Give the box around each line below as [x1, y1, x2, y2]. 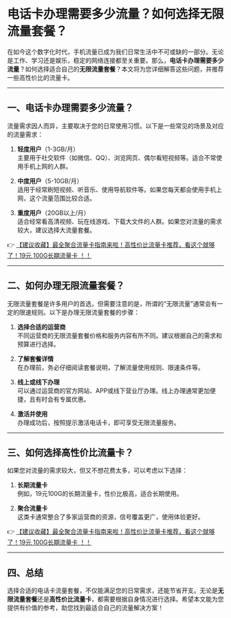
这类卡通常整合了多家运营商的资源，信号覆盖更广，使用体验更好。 [16, 513, 204, 521]
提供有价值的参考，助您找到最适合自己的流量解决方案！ [7, 604, 164, 612]
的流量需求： [7, 130, 43, 138]
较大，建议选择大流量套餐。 [16, 225, 96, 234]
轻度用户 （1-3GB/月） [16, 145, 80, 153]
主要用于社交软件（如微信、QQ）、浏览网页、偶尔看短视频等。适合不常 [16, 153, 217, 162]
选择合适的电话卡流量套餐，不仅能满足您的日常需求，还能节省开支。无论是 [7, 586, 218, 595]
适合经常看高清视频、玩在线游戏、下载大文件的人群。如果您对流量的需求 [16, 217, 222, 225]
